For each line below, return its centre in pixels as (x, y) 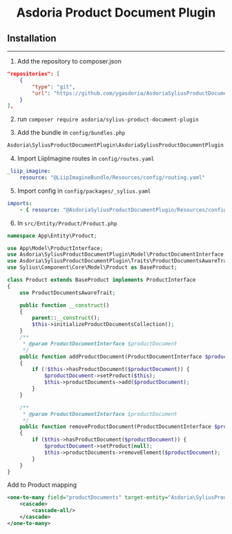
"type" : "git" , (54, 87)
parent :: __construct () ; (66, 318)
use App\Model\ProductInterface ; (55, 248)
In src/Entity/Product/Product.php (67, 223)
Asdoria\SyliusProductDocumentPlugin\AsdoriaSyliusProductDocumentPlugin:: (118, 145)
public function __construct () (65, 305)
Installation (32, 38)
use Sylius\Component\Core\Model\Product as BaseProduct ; (92, 267)
